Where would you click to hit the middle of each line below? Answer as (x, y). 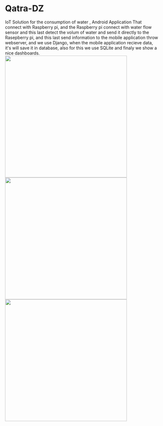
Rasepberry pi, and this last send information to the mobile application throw (81, 38)
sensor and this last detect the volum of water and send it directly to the (77, 32)
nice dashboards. (22, 53)
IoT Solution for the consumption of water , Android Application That (73, 22)
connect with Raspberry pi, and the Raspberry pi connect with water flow (78, 27)
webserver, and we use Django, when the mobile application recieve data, (79, 42)
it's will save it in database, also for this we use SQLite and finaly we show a (81, 48)
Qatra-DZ (25, 9)
